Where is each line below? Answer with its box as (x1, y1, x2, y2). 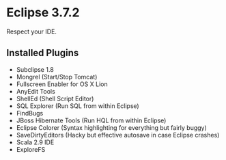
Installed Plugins (6, 47, 79, 59)
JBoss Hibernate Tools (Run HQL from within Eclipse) (16, 116, 167, 124)
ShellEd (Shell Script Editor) (16, 94, 94, 103)
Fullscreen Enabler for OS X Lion (16, 80, 108, 88)
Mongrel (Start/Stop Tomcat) (16, 72, 98, 81)
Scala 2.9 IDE (16, 138, 55, 146)
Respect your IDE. (6, 27, 57, 36)
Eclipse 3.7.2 (6, 5, 80, 21)
